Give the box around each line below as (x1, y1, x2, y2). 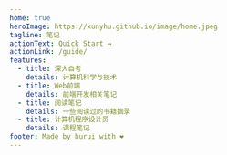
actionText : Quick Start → (9, 38, 112, 48)
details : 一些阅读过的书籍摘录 (26, 107, 131, 116)
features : (9, 56, 47, 65)
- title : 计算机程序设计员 (17, 115, 109, 124)
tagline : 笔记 (9, 30, 61, 39)
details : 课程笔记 (26, 124, 90, 133)
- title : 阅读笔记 (17, 98, 82, 108)
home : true (9, 13, 51, 23)
